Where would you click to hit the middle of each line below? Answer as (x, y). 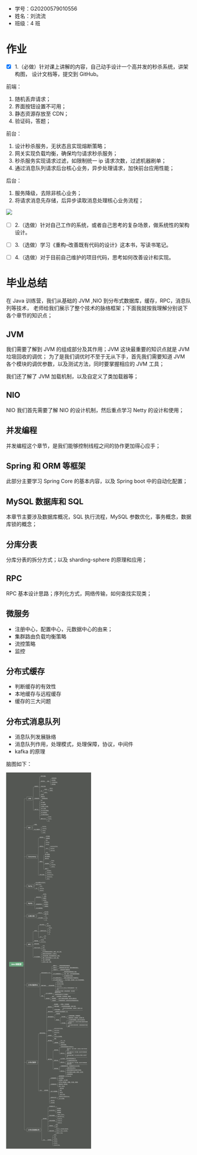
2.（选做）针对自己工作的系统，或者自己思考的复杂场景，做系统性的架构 (102, 225)
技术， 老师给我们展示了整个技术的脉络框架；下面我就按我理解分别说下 (102, 308)
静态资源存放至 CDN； (42, 114)
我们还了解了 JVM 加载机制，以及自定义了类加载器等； (73, 376)
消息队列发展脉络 (35, 737)
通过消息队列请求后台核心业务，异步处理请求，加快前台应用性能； (94, 168)
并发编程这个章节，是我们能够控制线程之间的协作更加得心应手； (83, 446)
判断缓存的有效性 (35, 687)
